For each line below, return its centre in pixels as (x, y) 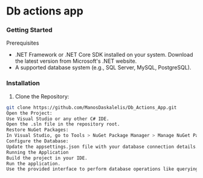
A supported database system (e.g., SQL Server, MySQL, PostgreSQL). (103, 68)
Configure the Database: (37, 141)
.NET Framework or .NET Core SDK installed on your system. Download (104, 55)
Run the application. (34, 164)
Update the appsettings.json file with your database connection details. (102, 147)
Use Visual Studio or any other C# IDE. (58, 119)
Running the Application (37, 152)
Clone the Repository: (42, 96)
